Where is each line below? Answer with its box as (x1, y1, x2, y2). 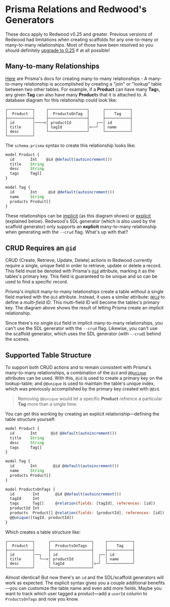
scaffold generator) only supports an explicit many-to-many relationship (5, 224, 157, 230)
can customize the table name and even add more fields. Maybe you (18, 585, 162, 591)
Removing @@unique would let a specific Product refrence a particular (17, 396, 162, 402)
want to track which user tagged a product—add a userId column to (5, 590, 148, 596)
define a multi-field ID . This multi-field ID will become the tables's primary (5, 299, 160, 305)
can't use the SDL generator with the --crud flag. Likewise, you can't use (5, 326, 158, 332)
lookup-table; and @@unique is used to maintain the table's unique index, (5, 380, 155, 386)
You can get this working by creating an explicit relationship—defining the (5, 411, 160, 417)
